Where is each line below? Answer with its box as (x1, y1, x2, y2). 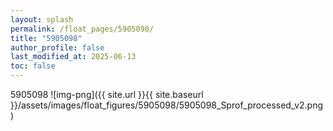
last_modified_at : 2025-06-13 (10, 52, 137, 62)
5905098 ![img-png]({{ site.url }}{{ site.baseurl (10, 89, 204, 100)
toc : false (10, 61, 56, 71)
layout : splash (10, 14, 74, 25)
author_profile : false (10, 42, 105, 53)
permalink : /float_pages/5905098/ (10, 24, 155, 34)
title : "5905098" (10, 33, 83, 43)
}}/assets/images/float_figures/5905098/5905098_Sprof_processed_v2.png (10, 99, 324, 111)
